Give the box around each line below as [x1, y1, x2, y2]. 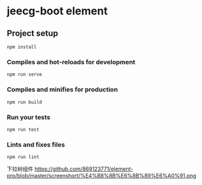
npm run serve [7, 71, 43, 77]
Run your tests [7, 113, 50, 121]
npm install [7, 44, 37, 50]
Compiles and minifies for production [7, 85, 118, 94]
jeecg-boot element [7, 4, 108, 18]
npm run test [7, 126, 40, 133]
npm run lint [7, 154, 40, 160]
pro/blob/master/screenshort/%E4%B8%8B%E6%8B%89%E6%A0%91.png [7, 172, 197, 180]
